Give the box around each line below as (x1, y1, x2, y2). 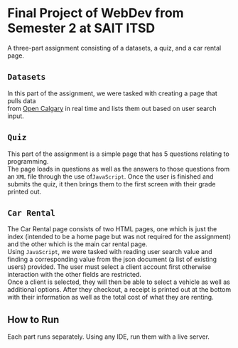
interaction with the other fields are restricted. (7, 270, 142, 279)
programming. (7, 157, 49, 165)
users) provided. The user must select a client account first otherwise (7, 263, 212, 271)
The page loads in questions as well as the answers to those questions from (7, 164, 229, 173)
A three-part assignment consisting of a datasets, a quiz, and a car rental (7, 43, 222, 52)
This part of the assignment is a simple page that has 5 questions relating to (7, 149, 229, 158)
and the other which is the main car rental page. (7, 240, 148, 248)
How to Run (7, 313, 60, 325)
